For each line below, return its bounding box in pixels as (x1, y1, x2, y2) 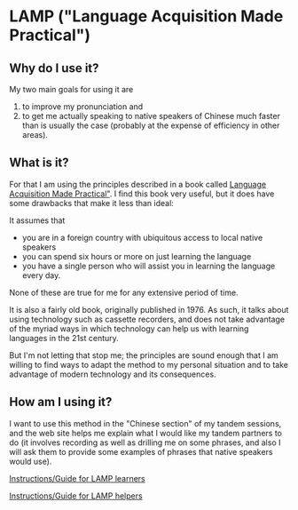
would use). (9, 456, 52, 466)
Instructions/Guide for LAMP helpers (9, 490, 144, 501)
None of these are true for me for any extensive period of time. (9, 287, 239, 298)
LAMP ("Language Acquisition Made (9, 6, 284, 27)
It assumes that (9, 215, 66, 226)
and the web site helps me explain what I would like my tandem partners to (9, 427, 282, 438)
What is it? (9, 155, 69, 171)
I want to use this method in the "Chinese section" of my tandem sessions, (9, 418, 282, 428)
